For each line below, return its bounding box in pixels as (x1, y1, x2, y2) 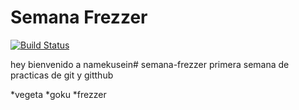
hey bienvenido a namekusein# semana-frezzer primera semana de (10, 58, 290, 70)
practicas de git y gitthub (10, 69, 114, 81)
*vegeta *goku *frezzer (10, 88, 107, 100)
